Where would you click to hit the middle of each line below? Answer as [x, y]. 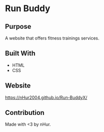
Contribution [25, 113]
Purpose [18, 27]
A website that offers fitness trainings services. [52, 38]
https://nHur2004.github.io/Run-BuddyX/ [46, 97]
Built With [20, 53]
